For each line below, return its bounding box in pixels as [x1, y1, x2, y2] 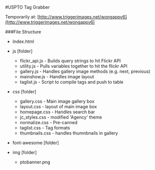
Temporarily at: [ [5, 14, 39, 19]
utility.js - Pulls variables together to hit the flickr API [19, 63, 128, 69]
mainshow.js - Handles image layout [19, 74, 94, 79]
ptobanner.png [19, 159, 51, 165]
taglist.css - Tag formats [19, 125, 70, 131]
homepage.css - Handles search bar [19, 109, 95, 115]
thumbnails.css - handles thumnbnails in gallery [19, 130, 118, 136]
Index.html [12, 38, 34, 44]
